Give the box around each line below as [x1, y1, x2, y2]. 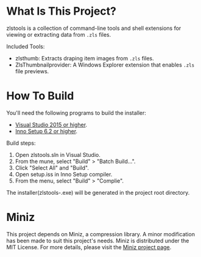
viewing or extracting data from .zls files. [6, 31, 111, 38]
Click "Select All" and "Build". [15, 164, 90, 172]
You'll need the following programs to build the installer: [6, 109, 146, 117]
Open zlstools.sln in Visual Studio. [15, 151, 100, 158]
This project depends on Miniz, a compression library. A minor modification [6, 230, 195, 237]
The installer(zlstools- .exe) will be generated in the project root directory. [6, 189, 190, 196]
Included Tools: [6, 43, 45, 50]
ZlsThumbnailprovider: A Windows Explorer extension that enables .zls [15, 61, 195, 68]
